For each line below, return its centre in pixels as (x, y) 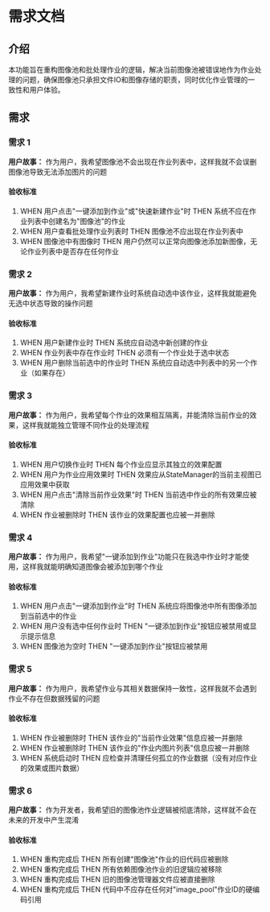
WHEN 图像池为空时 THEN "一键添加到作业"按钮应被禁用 (114, 646)
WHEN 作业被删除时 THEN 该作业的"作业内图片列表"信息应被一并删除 (135, 748)
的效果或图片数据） (52, 768)
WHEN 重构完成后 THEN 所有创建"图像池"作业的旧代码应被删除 (124, 860)
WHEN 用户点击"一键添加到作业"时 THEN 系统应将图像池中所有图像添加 (138, 606)
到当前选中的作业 (48, 616)
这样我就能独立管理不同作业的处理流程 (86, 425)
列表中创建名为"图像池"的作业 (76, 221)
